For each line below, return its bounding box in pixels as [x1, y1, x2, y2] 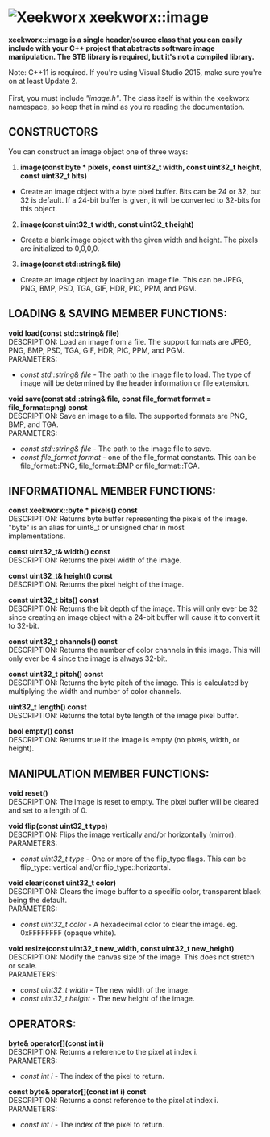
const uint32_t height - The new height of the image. [19, 993, 195, 1004]
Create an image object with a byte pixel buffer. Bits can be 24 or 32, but [19, 186, 262, 196]
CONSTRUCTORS [8, 125, 98, 139]
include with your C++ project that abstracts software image [8, 43, 215, 52]
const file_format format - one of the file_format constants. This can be [19, 452, 257, 462]
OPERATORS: [8, 1017, 77, 1030]
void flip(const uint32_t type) [8, 821, 109, 831]
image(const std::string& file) [19, 259, 122, 269]
